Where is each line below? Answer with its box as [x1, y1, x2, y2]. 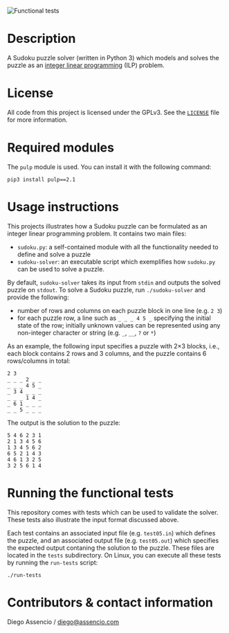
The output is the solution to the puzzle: [7, 418, 121, 427]
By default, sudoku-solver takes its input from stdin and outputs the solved [7, 278, 221, 287]
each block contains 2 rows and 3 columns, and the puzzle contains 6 [7, 349, 207, 357]
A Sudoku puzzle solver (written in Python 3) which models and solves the [7, 53, 219, 62]
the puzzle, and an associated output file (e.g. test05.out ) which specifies [7, 536, 219, 544]
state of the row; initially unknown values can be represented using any [17, 321, 221, 329]
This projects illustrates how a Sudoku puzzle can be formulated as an [7, 222, 208, 230]
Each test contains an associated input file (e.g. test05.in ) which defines [7, 528, 216, 537]
